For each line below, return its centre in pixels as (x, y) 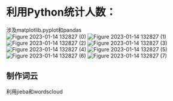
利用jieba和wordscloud (34, 91)
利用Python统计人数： (61, 12)
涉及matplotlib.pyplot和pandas (44, 30)
